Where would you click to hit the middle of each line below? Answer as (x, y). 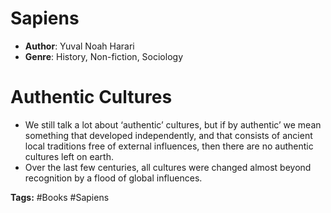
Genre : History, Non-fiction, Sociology (103, 56)
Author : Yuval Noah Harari (79, 46)
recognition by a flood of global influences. (113, 178)
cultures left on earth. (69, 156)
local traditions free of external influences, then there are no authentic (169, 146)
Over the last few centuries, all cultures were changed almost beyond (168, 167)
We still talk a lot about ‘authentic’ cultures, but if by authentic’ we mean (173, 124)
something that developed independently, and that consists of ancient (168, 135)
